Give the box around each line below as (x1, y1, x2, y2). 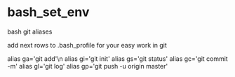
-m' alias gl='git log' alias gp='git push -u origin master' (7, 62, 168, 70)
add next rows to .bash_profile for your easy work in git (7, 41, 167, 49)
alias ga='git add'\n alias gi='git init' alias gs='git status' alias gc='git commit (7, 54, 228, 63)
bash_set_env (7, 4, 90, 20)
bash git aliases (7, 27, 53, 36)
